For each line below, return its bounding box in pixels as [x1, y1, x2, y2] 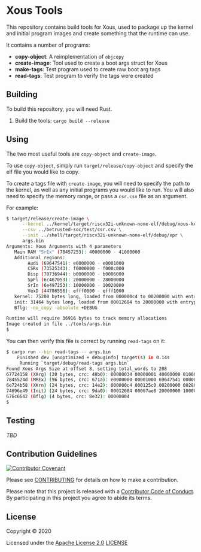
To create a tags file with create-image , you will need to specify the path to [6, 180, 190, 187]
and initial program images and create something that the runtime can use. [6, 29, 190, 37]
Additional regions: [14, 254, 66, 260]
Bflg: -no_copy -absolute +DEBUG [14, 305, 98, 311]
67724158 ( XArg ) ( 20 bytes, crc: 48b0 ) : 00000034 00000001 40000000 [6, 371, 181, 377]
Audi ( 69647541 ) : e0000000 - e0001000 [28, 260, 124, 266]
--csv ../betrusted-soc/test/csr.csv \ [22, 227, 121, 233]
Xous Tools [6, 4, 63, 17]
